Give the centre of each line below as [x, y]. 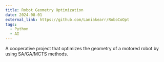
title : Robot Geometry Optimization [44, 10]
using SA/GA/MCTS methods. [37, 54]
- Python [19, 29]
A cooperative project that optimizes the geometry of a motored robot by [82, 48]
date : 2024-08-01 [24, 15]
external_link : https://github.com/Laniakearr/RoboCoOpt [67, 19]
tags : [11, 24]
